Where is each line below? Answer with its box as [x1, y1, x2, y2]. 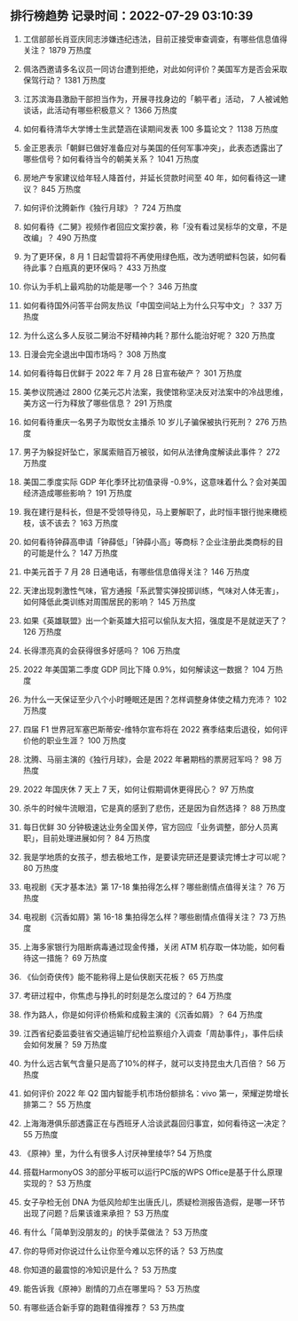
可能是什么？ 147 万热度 [30, 547, 119, 558]
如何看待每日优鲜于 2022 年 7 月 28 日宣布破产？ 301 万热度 [22, 368, 243, 378]
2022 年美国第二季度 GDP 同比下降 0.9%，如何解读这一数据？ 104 [22, 664, 265, 675]
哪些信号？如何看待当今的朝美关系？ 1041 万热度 [22, 154, 200, 164]
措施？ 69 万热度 [46, 953, 108, 963]
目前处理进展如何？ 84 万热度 [42, 833, 151, 843]
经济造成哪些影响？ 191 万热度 [22, 487, 132, 498]
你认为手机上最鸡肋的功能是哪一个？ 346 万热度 [22, 281, 199, 291]
